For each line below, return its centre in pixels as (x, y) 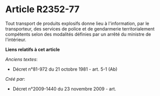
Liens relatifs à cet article (33, 49)
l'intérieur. (16, 40)
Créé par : (15, 79)
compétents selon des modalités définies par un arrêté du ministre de (78, 34)
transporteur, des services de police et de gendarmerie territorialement (80, 28)
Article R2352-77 (43, 9)
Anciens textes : (22, 59)
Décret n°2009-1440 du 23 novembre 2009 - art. (64, 89)
